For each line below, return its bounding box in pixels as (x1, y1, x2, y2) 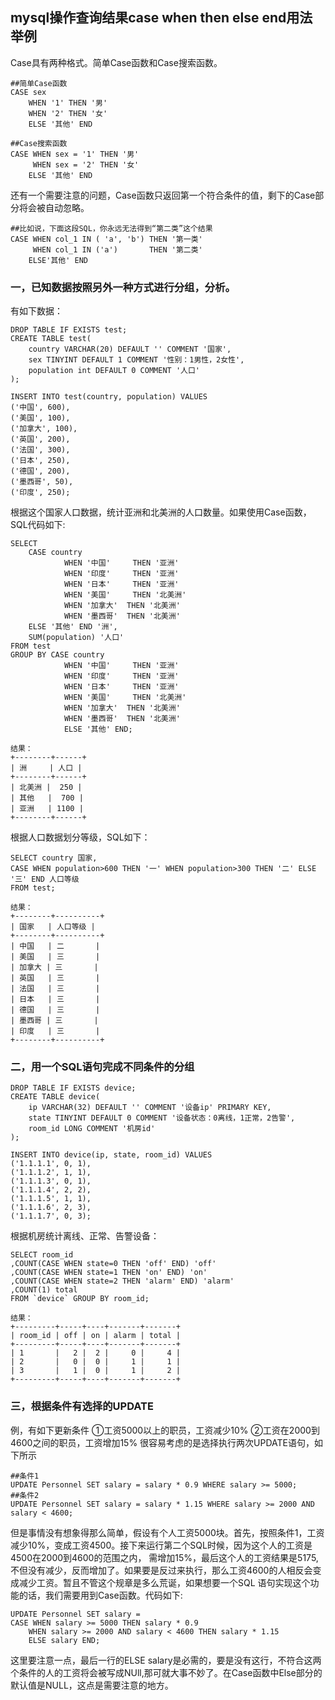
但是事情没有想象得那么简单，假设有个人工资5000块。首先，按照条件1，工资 (10, 1526, 325, 1538)
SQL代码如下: (10, 519, 66, 531)
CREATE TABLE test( (10, 334, 92, 344)
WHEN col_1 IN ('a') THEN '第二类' (32, 244, 203, 255)
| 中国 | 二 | (10, 941, 101, 952)
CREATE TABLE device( (10, 1092, 101, 1102)
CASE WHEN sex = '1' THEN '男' (10, 149, 140, 159)
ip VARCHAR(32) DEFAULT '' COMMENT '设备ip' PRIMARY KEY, (28, 1103, 272, 1113)
